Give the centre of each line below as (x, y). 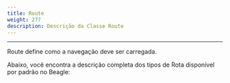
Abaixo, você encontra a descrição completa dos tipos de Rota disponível (111, 65)
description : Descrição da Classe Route (66, 26)
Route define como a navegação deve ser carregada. (82, 52)
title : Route (26, 13)
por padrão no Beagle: (39, 72)
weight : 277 (24, 20)
